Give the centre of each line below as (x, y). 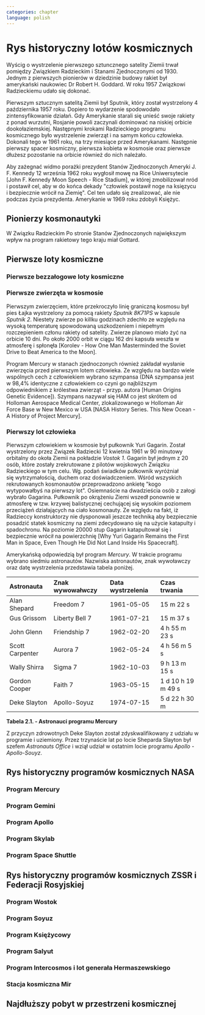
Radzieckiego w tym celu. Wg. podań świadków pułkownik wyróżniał (92, 471)
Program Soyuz (30, 918)
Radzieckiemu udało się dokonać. (49, 91)
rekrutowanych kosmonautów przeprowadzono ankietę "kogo (84, 484)
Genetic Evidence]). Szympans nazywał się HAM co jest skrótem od (92, 396)
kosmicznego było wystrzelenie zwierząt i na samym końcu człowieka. (95, 135)
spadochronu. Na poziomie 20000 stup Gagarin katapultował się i (89, 530)
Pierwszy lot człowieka (41, 431)
